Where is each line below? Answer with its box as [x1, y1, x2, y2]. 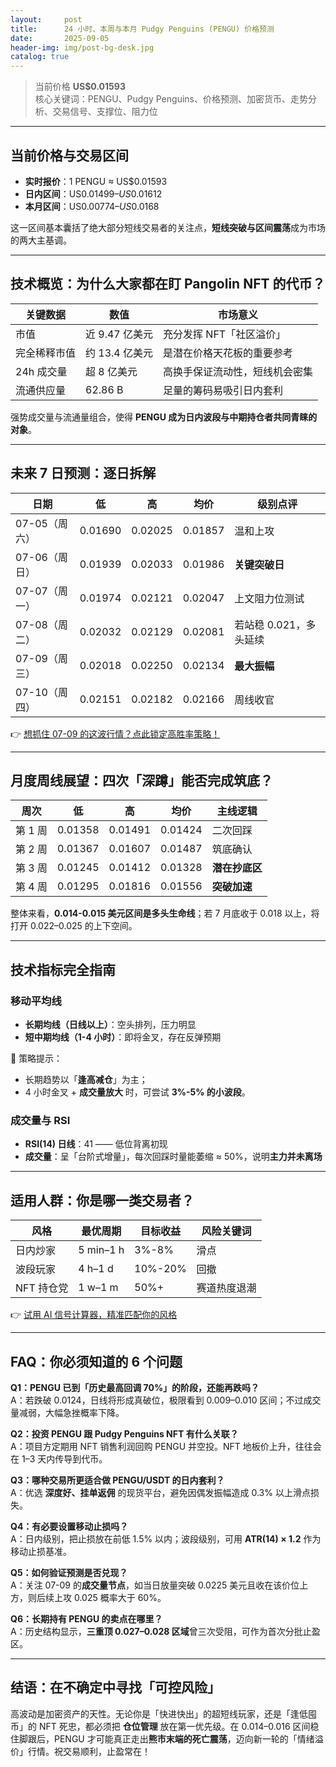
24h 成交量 [15, 364, 68, 378]
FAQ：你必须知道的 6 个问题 [10, 1353, 183, 1370]
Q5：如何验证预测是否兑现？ [10, 1566, 128, 1578]
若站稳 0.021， [234, 617, 307, 631]
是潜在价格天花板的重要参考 [163, 346, 294, 360]
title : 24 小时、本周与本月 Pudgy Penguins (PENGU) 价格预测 [10, 24, 275, 34]
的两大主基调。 [10, 234, 72, 246]
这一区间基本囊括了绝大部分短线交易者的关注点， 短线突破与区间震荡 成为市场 [10, 221, 326, 233]
